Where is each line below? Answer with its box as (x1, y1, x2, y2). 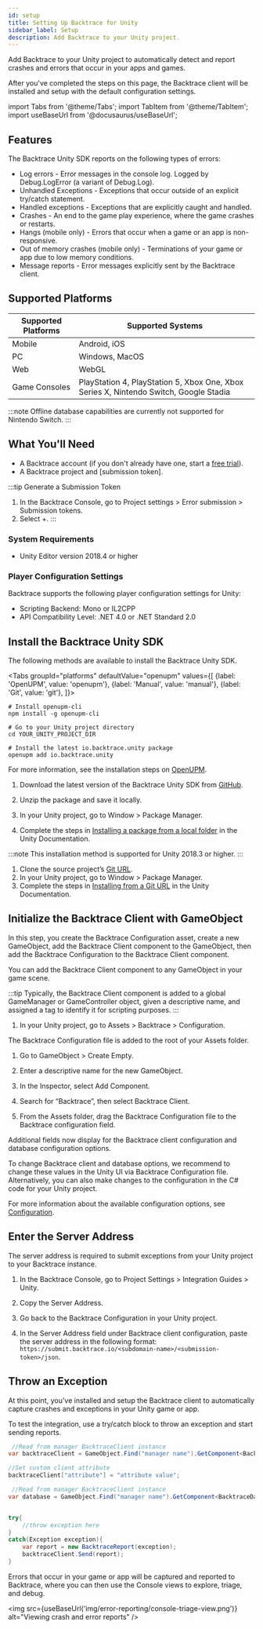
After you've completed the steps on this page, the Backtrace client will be (8, 79, 249, 88)
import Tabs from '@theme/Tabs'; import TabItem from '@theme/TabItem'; (8, 102, 249, 111)
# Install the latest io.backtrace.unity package (8, 744, 174, 752)
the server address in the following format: (19, 1336, 157, 1346)
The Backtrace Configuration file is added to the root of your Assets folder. (8, 1035, 249, 1045)
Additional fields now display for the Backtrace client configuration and (8, 1135, 237, 1145)
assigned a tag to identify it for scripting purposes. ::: (8, 1005, 179, 1014)
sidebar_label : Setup (8, 26, 79, 34)
